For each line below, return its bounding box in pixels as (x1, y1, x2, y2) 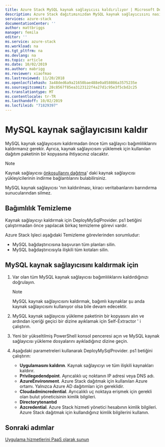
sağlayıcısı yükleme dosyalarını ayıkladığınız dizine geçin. (12, 338, 129, 344)
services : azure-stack (5, 16, 52, 21)
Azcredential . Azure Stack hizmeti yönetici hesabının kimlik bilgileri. (19, 404, 157, 410)
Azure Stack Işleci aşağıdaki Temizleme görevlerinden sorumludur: (5, 232, 140, 238)
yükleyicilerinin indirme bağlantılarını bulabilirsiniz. (5, 175, 107, 181)
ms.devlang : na (5, 53, 36, 58)
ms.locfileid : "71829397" (5, 103, 58, 108)
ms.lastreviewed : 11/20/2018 (5, 76, 65, 81)
